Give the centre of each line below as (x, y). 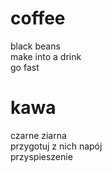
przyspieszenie (41, 156)
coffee (38, 18)
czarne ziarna (38, 135)
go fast (25, 67)
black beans (35, 46)
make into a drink (46, 56)
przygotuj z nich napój (56, 146)
